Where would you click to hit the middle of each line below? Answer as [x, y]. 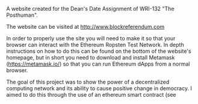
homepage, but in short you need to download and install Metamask [91, 57]
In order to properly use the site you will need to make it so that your [91, 38]
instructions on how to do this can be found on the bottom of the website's [99, 51]
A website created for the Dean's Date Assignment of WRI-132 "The [90, 9]
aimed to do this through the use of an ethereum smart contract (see [91, 95]
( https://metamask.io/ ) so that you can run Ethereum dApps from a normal [98, 64]
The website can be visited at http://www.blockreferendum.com [85, 27]
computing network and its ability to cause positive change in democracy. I [99, 88]
